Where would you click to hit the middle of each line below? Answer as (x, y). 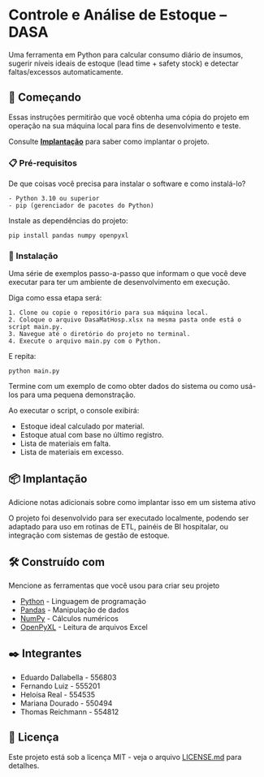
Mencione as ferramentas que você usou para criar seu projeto (114, 585)
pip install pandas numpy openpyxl (69, 236)
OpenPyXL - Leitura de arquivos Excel (84, 627)
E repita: (22, 356)
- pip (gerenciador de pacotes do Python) (81, 206)
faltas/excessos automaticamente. (66, 71)
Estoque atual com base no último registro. (92, 435)
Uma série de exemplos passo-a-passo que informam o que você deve (128, 274)
